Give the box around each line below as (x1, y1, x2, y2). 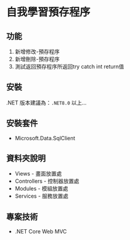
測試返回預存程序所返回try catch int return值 (14, 63, 125, 70)
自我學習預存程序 (6, 5, 91, 19)
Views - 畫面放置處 (14, 170, 62, 177)
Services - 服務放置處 (14, 192, 69, 200)
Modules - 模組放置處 (14, 185, 68, 192)
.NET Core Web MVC (14, 228, 67, 235)
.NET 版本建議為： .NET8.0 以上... (6, 99, 87, 106)
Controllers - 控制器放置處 (14, 177, 80, 185)
